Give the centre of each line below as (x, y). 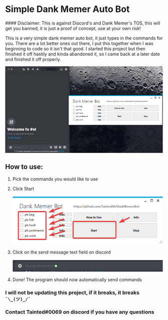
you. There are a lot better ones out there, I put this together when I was (79, 43)
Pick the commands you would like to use (55, 179)
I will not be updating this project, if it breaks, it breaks (72, 292)
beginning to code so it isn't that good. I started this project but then (75, 48)
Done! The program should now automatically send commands (77, 279)
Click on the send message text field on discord (61, 252)
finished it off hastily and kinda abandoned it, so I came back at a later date (82, 54)
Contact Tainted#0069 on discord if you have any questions (80, 312)
